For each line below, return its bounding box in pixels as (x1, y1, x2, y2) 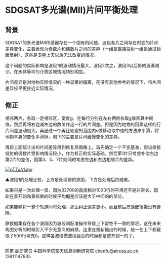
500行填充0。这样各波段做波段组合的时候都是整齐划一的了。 (13, 232, 137, 238)
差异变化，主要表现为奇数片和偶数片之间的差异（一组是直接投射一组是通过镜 (5, 46, 161, 52)
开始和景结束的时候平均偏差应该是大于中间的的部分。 (18, 193, 126, 199)
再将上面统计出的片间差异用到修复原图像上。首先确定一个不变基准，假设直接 (5, 144, 161, 150)
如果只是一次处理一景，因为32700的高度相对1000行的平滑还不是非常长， (5, 187, 154, 193)
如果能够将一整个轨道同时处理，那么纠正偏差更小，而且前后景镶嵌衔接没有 (5, 203, 157, 210)
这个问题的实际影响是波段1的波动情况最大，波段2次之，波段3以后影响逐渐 (5, 63, 155, 68)
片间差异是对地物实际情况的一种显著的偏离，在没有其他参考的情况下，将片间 (5, 79, 161, 85)
